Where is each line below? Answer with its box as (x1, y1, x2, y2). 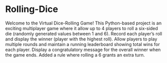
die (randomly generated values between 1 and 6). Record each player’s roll (5, 30, 162, 36)
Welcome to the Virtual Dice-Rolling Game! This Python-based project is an (5, 20, 162, 26)
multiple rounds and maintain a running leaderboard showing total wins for (5, 41, 160, 47)
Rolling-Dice (5, 3, 59, 15)
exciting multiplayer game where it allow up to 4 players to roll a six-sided (5, 25, 158, 31)
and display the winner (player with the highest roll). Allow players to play (5, 36, 157, 42)
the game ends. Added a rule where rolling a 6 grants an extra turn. (5, 51, 145, 58)
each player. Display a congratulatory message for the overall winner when (5, 46, 161, 52)
